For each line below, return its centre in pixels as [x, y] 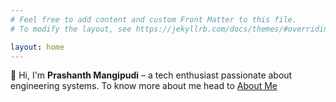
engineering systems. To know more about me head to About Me [144, 86]
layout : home [37, 47]
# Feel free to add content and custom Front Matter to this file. [154, 19]
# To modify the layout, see [71, 29]
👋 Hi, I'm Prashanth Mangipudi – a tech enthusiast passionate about [151, 75]
